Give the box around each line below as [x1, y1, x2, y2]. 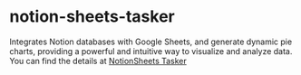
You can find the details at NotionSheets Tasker [9, 55, 188, 66]
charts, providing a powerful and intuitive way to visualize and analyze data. [9, 45, 293, 56]
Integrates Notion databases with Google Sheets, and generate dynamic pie [9, 36, 293, 47]
